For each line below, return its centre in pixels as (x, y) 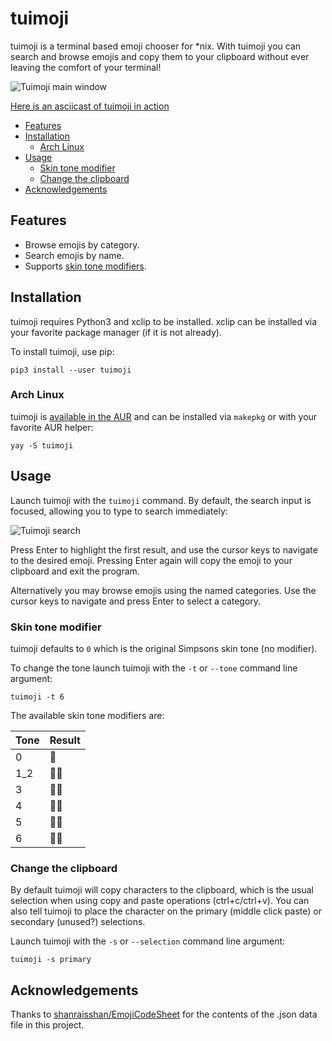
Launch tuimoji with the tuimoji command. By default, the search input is (161, 500)
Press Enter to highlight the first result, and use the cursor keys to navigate (164, 549)
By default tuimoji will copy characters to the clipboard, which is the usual (162, 890)
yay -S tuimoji (42, 445)
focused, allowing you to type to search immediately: (119, 511)
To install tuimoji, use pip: (62, 351)
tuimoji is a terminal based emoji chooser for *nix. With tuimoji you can (156, 46)
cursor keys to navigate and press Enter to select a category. (136, 601)
